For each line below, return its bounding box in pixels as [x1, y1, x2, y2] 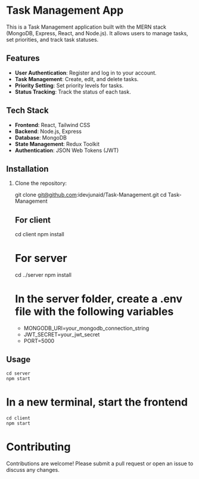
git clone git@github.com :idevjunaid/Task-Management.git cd [14, 191, 167, 199]
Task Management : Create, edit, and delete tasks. [14, 75, 139, 82]
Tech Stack [6, 106, 49, 116]
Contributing [6, 440, 71, 453]
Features [6, 53, 40, 63]
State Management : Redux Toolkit [14, 140, 100, 147]
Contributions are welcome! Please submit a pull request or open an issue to [6, 460, 194, 467]
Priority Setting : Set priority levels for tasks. [14, 82, 124, 89]
